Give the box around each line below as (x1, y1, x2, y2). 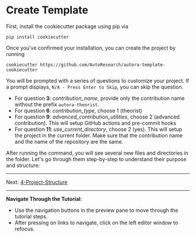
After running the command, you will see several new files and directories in (6, 149, 188, 156)
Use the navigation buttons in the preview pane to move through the (14, 207, 178, 214)
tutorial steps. (14, 212, 48, 219)
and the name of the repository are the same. (14, 138, 124, 145)
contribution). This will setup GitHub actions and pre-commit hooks (14, 119, 177, 126)
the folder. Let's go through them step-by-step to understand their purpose (6, 155, 187, 162)
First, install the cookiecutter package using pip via (6, 23, 129, 30)
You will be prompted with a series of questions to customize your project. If (6, 77, 190, 84)
